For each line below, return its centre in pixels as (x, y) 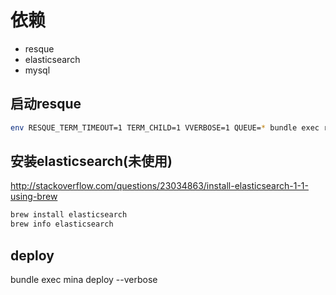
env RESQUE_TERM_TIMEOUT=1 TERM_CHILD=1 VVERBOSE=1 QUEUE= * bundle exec (165, 127)
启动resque (46, 104)
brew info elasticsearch (62, 224)
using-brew (34, 197)
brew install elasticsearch (69, 215)
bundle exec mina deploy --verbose (84, 279)
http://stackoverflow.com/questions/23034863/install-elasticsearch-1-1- (159, 186)
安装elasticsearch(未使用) (91, 161)
